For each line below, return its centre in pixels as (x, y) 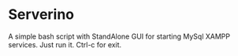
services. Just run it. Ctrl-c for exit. (65, 44)
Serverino (41, 15)
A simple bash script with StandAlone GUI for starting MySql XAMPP (119, 36)
